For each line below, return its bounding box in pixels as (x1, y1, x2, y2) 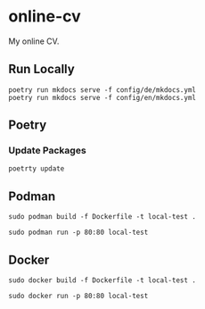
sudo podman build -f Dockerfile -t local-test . (8, 213, 197, 221)
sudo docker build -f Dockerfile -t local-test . (8, 276, 197, 285)
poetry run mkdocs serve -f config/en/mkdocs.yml (8, 93, 197, 102)
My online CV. (8, 36, 60, 46)
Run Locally (8, 62, 75, 77)
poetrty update (8, 164, 65, 173)
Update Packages (8, 145, 86, 157)
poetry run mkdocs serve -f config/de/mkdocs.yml (8, 85, 197, 95)
